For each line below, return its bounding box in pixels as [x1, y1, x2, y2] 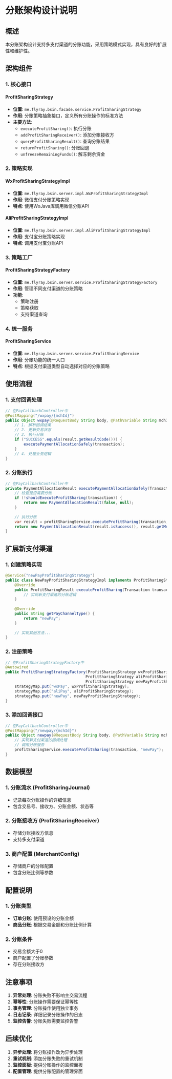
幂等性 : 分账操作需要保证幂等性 [12, 998, 78, 1005]
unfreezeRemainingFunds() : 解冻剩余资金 [20, 151, 105, 157]
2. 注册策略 [5, 648, 33, 655]
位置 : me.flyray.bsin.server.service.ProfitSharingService [12, 350, 139, 357]
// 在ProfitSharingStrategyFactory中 [5, 660, 84, 665]
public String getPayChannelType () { [14, 611, 95, 616]
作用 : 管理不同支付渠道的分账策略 [12, 285, 83, 292]
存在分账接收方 [12, 961, 45, 968]
